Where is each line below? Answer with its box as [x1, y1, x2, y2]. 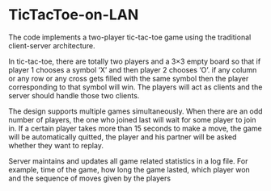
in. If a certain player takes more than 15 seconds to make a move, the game [8, 123, 262, 133]
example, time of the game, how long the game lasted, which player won [8, 164, 251, 174]
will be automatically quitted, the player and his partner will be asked [8, 131, 237, 142]
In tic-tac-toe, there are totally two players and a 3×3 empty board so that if [8, 56, 261, 66]
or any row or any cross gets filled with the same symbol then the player [8, 73, 249, 83]
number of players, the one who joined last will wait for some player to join [8, 114, 256, 124]
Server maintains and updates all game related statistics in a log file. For [8, 156, 248, 166]
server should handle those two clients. [8, 90, 140, 100]
